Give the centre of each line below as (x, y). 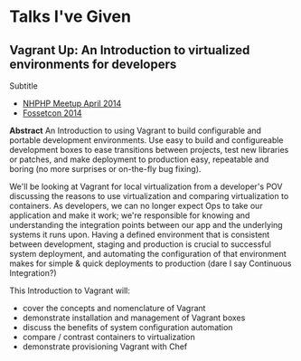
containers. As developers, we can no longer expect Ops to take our (136, 206)
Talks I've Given (70, 17)
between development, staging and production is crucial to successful (140, 244)
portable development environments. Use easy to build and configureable (146, 140)
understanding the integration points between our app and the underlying (146, 225)
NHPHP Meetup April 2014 (72, 103)
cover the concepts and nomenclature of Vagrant (114, 308)
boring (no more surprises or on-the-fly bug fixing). (105, 169)
